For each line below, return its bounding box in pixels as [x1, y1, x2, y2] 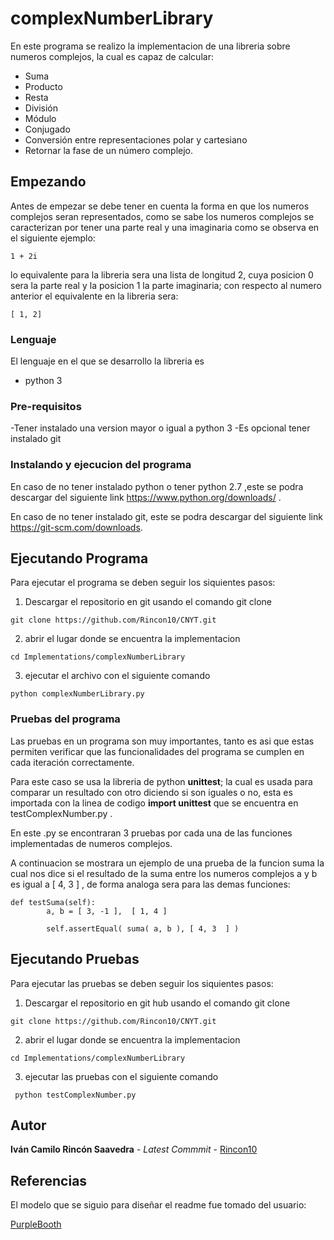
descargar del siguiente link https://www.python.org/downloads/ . [10, 491, 282, 503]
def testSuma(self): [10, 897, 97, 907]
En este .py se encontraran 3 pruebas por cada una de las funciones [10, 827, 293, 839]
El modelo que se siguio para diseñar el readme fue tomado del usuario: [10, 1199, 307, 1211]
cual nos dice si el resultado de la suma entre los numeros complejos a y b [10, 867, 318, 879]
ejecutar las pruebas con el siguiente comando [24, 1070, 219, 1082]
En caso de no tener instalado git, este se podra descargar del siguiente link [10, 510, 323, 522]
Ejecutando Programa [10, 550, 149, 567]
